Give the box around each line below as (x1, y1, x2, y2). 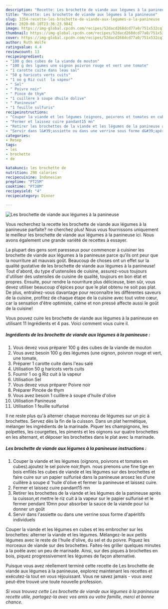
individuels (12, 516, 35, 522)
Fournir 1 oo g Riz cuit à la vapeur (12, 371, 82, 377)
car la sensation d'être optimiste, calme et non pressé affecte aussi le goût (5, 300, 159, 306)
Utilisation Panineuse (12, 398, 56, 404)
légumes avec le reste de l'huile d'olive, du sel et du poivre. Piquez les (5, 537, 150, 543)
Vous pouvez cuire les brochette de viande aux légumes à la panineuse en (5, 315, 159, 321)
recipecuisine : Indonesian (5, 175, 62, 180)
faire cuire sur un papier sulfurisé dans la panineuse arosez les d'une (12, 474, 155, 480)
